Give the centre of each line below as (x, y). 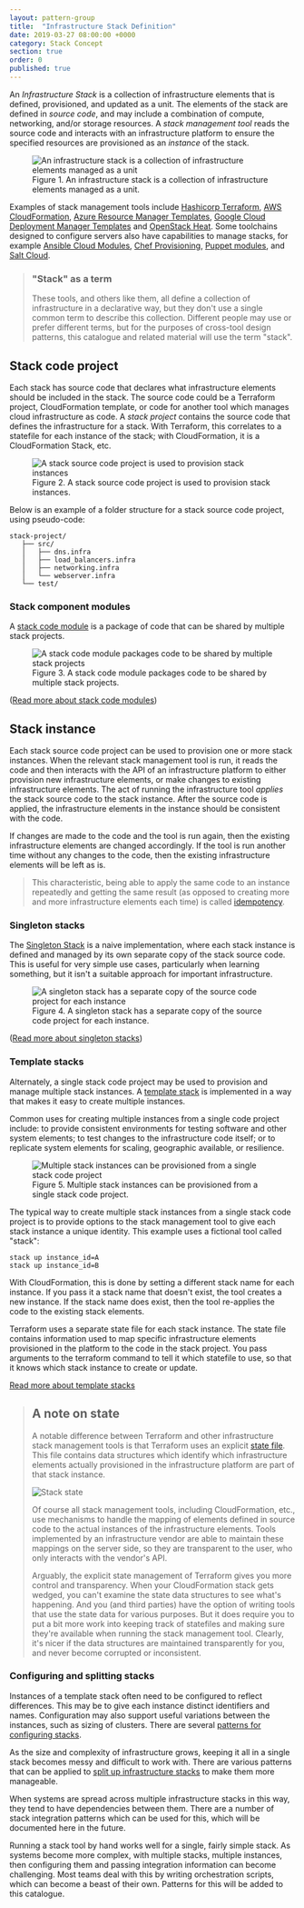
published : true (40, 69)
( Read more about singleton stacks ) (76, 1038)
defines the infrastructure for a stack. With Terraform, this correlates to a (146, 426)
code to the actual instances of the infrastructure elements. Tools (154, 1529)
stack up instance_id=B (54, 1265)
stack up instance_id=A (54, 1257)
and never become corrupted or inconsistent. (116, 1653)
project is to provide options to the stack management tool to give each (143, 1221)
